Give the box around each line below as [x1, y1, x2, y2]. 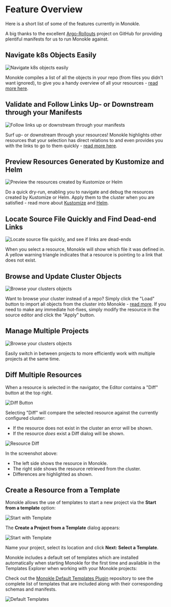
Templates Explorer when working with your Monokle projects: [5, 565, 137, 572]
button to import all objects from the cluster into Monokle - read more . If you [5, 301, 166, 307]
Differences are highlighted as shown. [12, 471, 93, 477]
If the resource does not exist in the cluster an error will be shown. [12, 424, 153, 431]
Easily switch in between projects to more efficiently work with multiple [5, 350, 155, 356]
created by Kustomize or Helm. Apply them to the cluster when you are [5, 194, 155, 200]
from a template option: [5, 505, 56, 511]
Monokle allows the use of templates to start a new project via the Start [5, 499, 157, 505]
